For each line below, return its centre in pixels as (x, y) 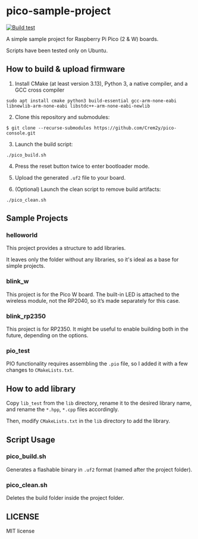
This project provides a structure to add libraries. (66, 248)
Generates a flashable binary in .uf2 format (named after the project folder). (99, 469)
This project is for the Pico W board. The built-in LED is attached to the (93, 294)
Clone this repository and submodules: (62, 117)
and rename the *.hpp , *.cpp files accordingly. (63, 409)
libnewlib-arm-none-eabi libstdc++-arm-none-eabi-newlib (78, 106)
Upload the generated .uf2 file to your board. (70, 177)
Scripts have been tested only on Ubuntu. (57, 50)
